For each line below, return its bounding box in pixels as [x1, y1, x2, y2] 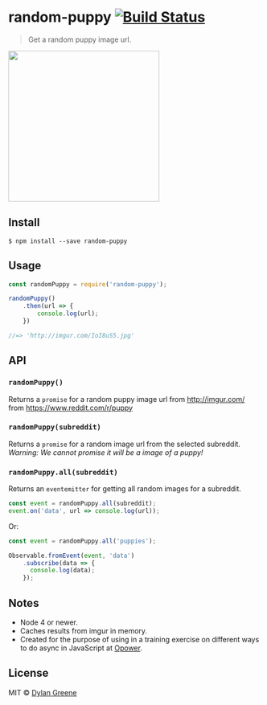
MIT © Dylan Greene [8, 687, 77, 697]
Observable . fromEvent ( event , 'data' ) [8, 551, 135, 559]
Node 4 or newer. [19, 617, 78, 627]
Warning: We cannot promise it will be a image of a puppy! [8, 447, 203, 457]
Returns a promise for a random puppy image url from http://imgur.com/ [8, 394, 245, 404]
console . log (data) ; [29, 567, 95, 575]
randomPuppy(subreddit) [8, 423, 102, 432]
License [8, 666, 49, 680]
